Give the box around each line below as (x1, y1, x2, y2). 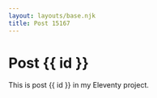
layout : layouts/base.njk (8, 11, 95, 20)
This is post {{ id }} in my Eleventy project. (8, 80, 150, 90)
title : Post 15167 (8, 19, 70, 27)
